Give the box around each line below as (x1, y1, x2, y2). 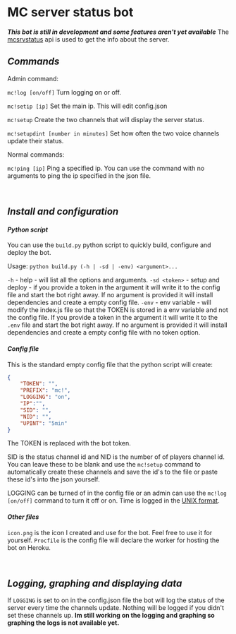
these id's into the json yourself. (7, 475, 100, 484)
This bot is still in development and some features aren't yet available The (7, 28, 229, 36)
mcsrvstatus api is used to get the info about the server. (7, 35, 170, 43)
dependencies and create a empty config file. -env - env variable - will (7, 298, 211, 307)
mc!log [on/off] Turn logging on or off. (7, 88, 122, 96)
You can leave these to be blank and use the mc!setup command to (7, 460, 201, 469)
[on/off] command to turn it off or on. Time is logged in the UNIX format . (7, 496, 220, 505)
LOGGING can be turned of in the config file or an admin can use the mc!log (7, 489, 227, 498)
